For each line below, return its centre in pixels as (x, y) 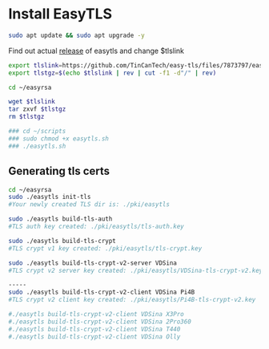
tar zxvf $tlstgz (37, 109)
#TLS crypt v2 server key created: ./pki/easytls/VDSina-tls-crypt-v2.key (136, 270)
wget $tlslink (32, 102)
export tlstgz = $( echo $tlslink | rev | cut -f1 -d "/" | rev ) (112, 73)
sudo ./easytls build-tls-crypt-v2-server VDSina (93, 263)
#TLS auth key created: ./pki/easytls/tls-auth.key (96, 226)
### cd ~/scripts (37, 132)
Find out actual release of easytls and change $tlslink (96, 51)
